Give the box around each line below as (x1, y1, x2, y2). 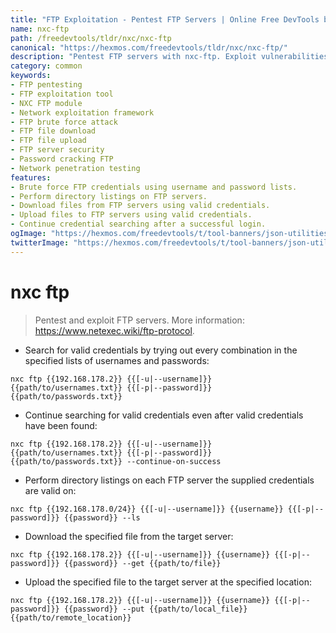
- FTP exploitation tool (10, 89, 114, 99)
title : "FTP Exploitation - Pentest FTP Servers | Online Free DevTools (10, 14, 320, 25)
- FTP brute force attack (10, 117, 118, 127)
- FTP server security (10, 145, 105, 155)
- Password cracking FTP (10, 154, 114, 164)
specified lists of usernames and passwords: (24, 354, 210, 366)
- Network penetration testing (10, 163, 141, 173)
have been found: (24, 419, 98, 431)
